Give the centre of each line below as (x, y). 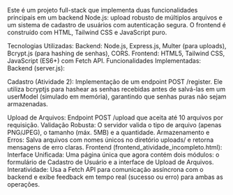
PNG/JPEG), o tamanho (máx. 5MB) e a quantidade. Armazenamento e (108, 132)
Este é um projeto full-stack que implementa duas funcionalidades (103, 10)
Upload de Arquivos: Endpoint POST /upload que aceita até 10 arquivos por (115, 117)
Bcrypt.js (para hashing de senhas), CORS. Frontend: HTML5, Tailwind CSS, (116, 53)
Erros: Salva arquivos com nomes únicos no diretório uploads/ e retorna (111, 140)
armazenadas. (28, 104)
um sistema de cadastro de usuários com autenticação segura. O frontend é (117, 25)
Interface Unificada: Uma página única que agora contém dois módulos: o (113, 154)
